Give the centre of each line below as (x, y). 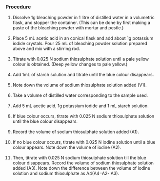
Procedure (18, 7)
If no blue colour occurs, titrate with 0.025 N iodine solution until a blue (84, 142)
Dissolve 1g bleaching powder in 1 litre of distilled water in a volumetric (84, 18)
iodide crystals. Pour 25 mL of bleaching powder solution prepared (80, 44)
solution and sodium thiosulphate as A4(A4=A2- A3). (66, 173)
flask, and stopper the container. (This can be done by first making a (81, 23)
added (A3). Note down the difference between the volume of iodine (81, 168)
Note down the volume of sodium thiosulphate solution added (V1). (80, 85)
